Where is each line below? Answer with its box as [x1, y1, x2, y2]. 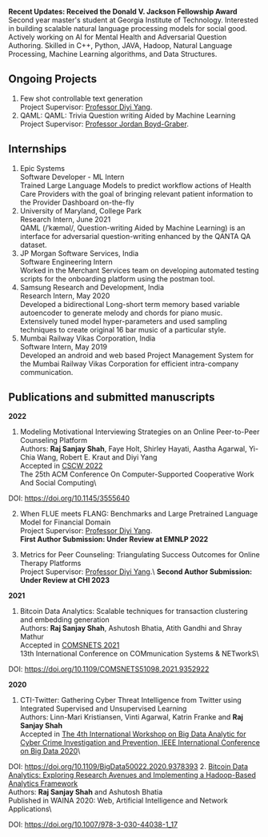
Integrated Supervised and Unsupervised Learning [19, 703, 187, 714]
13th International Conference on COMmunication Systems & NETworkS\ [19, 649, 259, 659]
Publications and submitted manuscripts [8, 391, 215, 405]
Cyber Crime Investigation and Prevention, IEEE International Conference [19, 738, 260, 747]
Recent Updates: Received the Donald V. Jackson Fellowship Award [8, 7, 238, 16]
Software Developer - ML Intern [19, 172, 125, 181]
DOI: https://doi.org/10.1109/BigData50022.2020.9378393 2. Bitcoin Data [8, 762, 249, 771]
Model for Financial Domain [19, 517, 111, 527]
